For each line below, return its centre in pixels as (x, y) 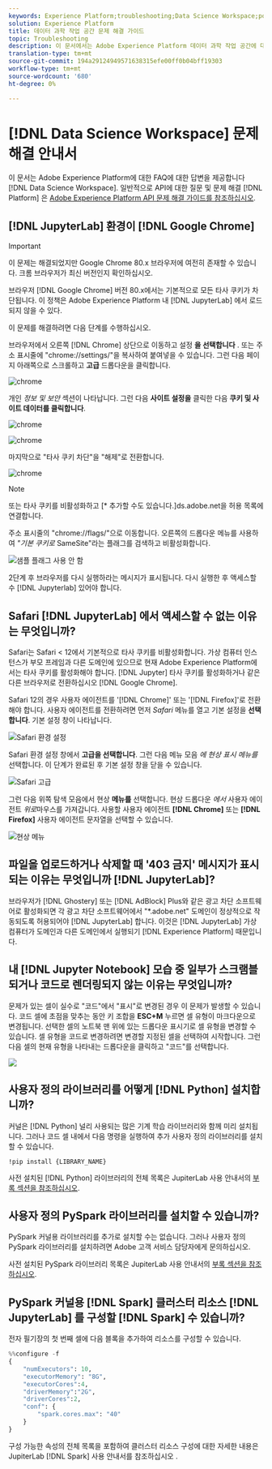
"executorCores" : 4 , (56, 1384)
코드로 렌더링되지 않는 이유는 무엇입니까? (136, 985)
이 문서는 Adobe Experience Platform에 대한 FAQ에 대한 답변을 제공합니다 (127, 178)
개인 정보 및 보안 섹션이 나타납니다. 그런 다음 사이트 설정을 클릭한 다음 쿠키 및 (130, 398)
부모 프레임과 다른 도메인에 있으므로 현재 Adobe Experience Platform (140, 663)
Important (25, 246)
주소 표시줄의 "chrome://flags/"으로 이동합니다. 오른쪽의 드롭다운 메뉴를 (123, 533)
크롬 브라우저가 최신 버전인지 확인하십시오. (86, 273)
